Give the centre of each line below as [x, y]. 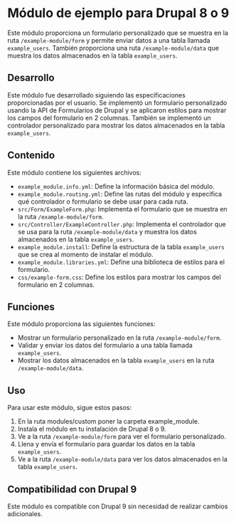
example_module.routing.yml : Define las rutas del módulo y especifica [120, 194]
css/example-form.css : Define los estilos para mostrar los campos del [119, 277]
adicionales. [25, 514]
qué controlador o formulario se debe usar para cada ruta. [103, 201]
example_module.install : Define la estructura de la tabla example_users [121, 246]
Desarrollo [31, 78]
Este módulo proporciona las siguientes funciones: [81, 324]
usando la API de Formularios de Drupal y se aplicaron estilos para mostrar [117, 110]
